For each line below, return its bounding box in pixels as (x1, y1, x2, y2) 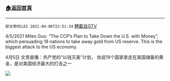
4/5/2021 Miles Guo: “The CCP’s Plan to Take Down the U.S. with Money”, (5, 33, 158, 39)
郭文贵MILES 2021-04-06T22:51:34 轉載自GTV (5, 23, 97, 29)
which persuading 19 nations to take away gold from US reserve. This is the (5, 39, 163, 45)
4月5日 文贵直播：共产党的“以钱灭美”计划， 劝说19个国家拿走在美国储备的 (5, 54, 159, 60)
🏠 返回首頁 (5, 4, 32, 11)
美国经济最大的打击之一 (22, 60, 72, 66)
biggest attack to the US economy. (5, 44, 77, 50)
